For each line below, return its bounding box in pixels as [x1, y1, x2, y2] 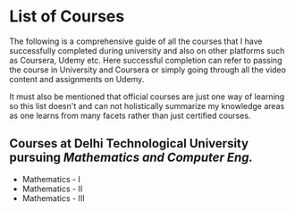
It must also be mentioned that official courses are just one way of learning [9, 91, 285, 102]
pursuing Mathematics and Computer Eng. [9, 150, 253, 165]
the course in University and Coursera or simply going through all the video [9, 64, 286, 75]
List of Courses [9, 6, 125, 27]
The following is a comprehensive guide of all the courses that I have [9, 36, 263, 46]
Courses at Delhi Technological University [9, 136, 249, 151]
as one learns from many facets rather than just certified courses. [9, 110, 251, 121]
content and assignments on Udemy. [9, 73, 145, 84]
